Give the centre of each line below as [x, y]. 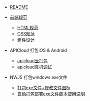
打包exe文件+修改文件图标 [44, 88]
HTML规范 [28, 27]
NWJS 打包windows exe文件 [39, 77]
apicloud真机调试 [35, 67]
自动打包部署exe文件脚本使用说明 [51, 94]
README [19, 7]
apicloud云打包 [32, 61]
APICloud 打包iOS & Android [38, 50]
